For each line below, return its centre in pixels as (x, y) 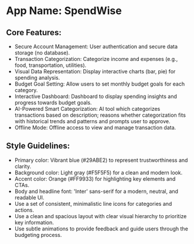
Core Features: (34, 33)
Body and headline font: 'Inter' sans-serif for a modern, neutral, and (96, 191)
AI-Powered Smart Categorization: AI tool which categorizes (87, 109)
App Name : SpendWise (64, 11)
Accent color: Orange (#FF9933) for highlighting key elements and (95, 179)
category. (26, 90)
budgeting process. (38, 235)
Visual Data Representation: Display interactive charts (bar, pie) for (95, 71)
